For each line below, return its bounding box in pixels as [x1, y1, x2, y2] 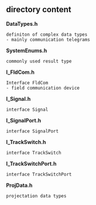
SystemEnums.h [6, 47, 47, 54]
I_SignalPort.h [6, 117, 42, 124]
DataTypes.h [6, 20, 38, 27]
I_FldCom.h [6, 69, 35, 76]
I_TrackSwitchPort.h [6, 160, 57, 167]
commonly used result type [6, 58, 72, 64]
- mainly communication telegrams [6, 36, 91, 43]
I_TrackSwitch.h [6, 138, 46, 145]
